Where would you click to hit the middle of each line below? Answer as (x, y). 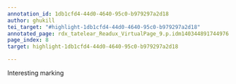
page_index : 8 (28, 40)
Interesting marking (36, 73)
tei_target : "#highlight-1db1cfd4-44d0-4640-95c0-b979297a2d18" (104, 27)
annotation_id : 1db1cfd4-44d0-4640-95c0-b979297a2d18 (88, 14)
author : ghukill (31, 20)
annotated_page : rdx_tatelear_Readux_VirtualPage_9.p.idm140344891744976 (118, 34)
